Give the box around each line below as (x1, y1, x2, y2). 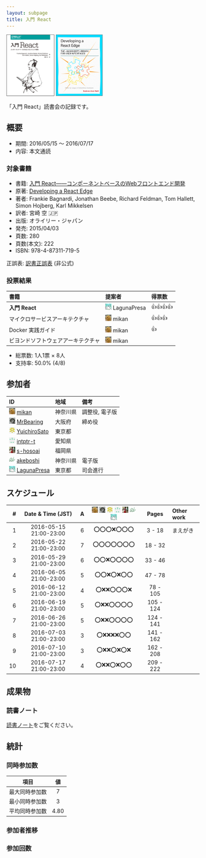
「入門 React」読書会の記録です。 (6, 103, 92, 110)
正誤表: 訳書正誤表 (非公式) (6, 259, 75, 267)
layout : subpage (6, 10, 48, 16)
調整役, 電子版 (82, 408, 118, 416)
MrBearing (16, 418, 44, 426)
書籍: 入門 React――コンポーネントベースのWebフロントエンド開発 (15, 179, 186, 187)
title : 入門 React (6, 16, 51, 23)
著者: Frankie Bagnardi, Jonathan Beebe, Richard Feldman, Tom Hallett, (15, 195, 195, 202)
